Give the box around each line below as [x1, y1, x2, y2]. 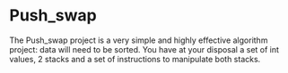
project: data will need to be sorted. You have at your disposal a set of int [9, 44, 280, 54]
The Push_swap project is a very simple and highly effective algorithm [9, 35, 268, 45]
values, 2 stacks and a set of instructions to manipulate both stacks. [9, 53, 261, 64]
